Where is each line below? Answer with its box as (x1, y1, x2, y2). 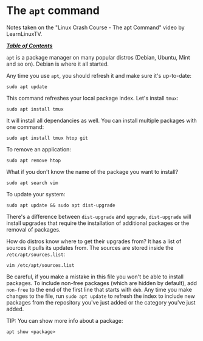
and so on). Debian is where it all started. (6, 60, 109, 67)
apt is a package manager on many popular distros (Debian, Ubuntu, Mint (6, 53, 190, 61)
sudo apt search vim (6, 180, 59, 186)
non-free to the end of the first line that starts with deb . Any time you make (6, 286, 193, 293)
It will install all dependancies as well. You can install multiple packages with (6, 117, 198, 124)
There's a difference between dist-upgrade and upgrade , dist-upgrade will (6, 213, 191, 220)
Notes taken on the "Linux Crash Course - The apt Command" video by (6, 24, 185, 31)
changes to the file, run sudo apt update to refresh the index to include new (6, 292, 196, 300)
